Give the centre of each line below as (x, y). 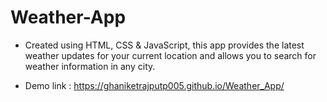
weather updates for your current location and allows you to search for (170, 55)
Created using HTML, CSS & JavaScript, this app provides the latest (164, 45)
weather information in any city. (90, 66)
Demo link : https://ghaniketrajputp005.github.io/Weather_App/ (154, 85)
